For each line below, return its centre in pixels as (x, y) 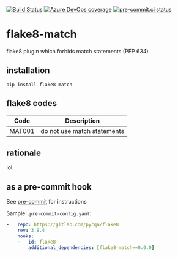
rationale (24, 152)
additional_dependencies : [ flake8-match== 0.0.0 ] (91, 247)
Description (82, 121)
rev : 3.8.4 (31, 231)
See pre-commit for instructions (46, 202)
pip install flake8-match (39, 85)
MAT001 (22, 131)
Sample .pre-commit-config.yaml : (49, 213)
